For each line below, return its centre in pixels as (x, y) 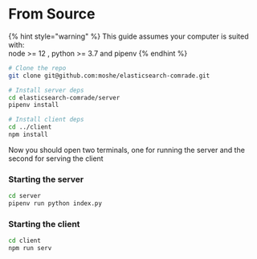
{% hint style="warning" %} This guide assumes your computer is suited (128, 36)
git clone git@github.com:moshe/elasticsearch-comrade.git (109, 76)
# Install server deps (46, 90)
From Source (52, 14)
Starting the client (44, 224)
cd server (25, 196)
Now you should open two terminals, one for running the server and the (126, 150)
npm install (28, 135)
